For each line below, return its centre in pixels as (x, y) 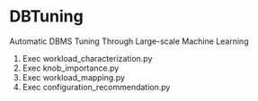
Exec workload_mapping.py (74, 77)
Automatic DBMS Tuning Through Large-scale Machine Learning (129, 41)
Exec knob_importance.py (71, 68)
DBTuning (46, 17)
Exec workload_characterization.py (87, 58)
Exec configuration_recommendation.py (96, 87)
